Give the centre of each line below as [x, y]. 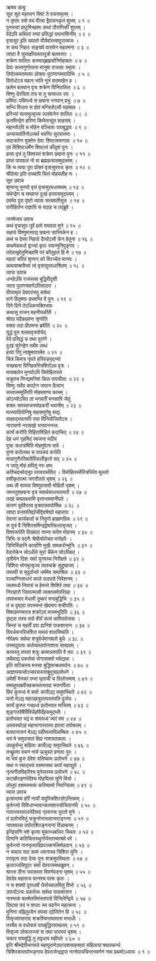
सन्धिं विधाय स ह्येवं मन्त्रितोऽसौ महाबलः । [44, 107]
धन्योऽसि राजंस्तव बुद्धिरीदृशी [32, 279]
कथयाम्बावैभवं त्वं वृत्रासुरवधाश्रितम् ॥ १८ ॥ [45, 266]
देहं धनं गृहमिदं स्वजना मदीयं [31, 439]
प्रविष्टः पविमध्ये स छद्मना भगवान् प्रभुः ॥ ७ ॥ [46, 101]
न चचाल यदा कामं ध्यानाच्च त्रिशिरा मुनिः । [45, 852]
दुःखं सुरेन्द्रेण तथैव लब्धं [27, 345]
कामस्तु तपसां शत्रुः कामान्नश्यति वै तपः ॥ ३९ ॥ [49, 652]
